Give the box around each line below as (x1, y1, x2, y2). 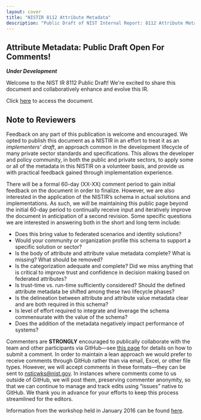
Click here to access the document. (6, 97, 94, 105)
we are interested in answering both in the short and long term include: (6, 219, 181, 226)
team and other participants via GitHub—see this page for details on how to (6, 344, 193, 352)
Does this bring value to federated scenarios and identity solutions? (14, 231, 182, 237)
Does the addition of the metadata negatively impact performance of (14, 320, 184, 327)
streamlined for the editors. (6, 395, 74, 403)
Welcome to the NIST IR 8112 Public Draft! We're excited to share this (6, 79, 176, 87)
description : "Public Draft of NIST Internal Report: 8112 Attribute (6, 20, 184, 26)
